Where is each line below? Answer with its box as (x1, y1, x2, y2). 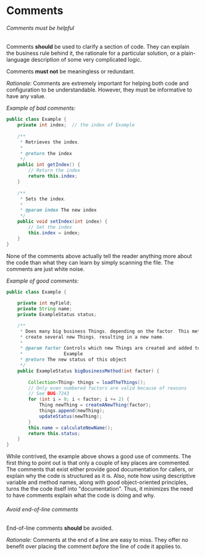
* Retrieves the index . (20, 139, 81, 145)
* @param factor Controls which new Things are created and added (20, 345, 192, 352)
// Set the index (28, 224, 72, 231)
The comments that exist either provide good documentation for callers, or (6, 466, 194, 473)
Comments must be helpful (6, 24, 74, 31)
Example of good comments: (6, 277, 79, 284)
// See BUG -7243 (28, 391, 70, 397)
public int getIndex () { (17, 162, 81, 168)
